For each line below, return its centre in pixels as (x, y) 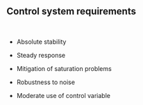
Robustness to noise (46, 82)
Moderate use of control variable (63, 95)
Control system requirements (71, 11)
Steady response (41, 55)
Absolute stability (41, 42)
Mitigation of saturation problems (64, 68)
